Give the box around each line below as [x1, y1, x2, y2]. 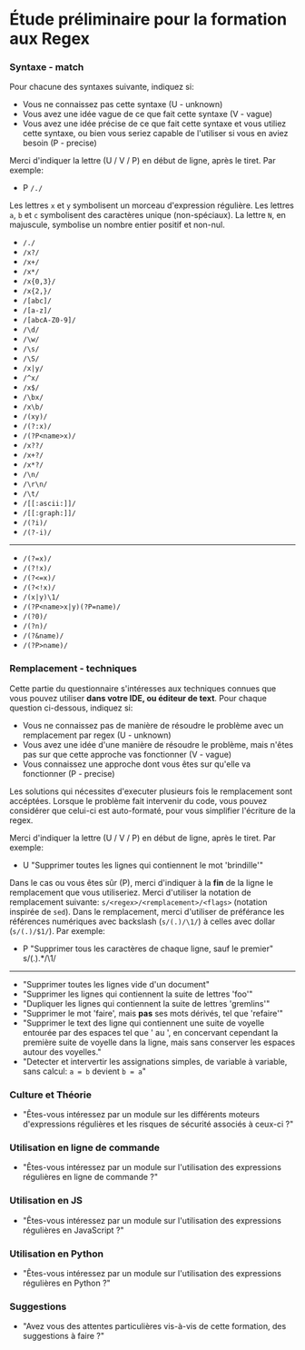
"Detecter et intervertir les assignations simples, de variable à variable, [22, 1056, 288, 1067]
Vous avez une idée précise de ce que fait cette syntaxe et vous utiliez [22, 118, 287, 129]
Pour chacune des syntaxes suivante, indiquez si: [9, 82, 194, 93]
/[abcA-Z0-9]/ [22, 316, 76, 325]
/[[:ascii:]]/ [22, 500, 76, 509]
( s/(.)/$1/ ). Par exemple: [9, 925, 106, 936]
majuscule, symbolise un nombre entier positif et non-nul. [9, 219, 225, 231]
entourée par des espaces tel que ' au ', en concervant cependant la [22, 1027, 279, 1037]
